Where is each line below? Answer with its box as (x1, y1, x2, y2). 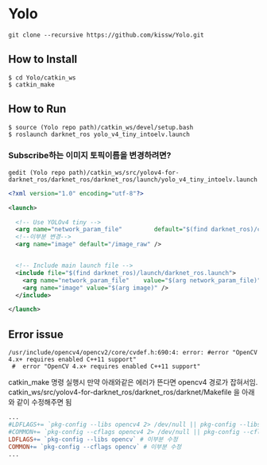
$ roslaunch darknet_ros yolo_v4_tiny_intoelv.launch (8, 130, 191, 138)
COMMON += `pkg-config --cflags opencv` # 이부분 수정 (8, 443, 182, 451)
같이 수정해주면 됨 (16, 397, 72, 407)
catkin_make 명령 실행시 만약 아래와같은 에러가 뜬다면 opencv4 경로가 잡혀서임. (8, 378, 258, 387)
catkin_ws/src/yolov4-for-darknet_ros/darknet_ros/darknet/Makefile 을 (8, 387, 241, 397)
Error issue (8, 327, 64, 341)
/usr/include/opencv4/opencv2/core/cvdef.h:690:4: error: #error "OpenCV (8, 349, 258, 357)
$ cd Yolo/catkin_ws (8, 73, 77, 82)
